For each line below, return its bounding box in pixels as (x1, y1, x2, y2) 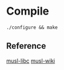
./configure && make (6, 24, 59, 30)
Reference (6, 41, 46, 51)
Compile (6, 4, 50, 18)
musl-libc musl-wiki (6, 57, 56, 65)
